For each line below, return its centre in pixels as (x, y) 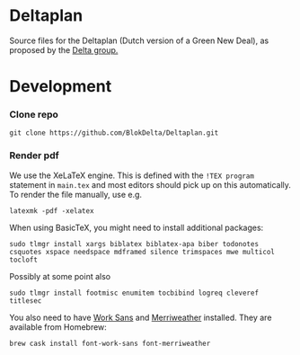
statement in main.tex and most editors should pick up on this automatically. (150, 184)
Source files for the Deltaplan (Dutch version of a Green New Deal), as (139, 40)
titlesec (26, 301)
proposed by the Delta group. (64, 49)
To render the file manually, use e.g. (75, 194)
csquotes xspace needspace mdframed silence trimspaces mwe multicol (142, 252)
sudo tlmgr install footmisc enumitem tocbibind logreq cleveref (134, 293)
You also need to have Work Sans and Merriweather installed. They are (141, 317)
